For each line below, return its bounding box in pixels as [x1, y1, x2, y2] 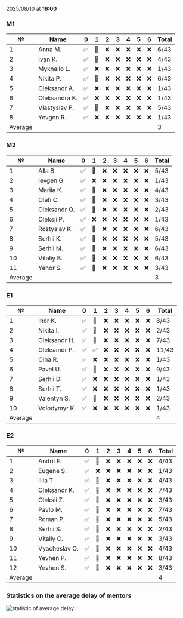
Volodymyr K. [38, 404, 76, 412]
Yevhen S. [38, 564, 67, 572]
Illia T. [38, 476, 55, 485]
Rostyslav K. [38, 225, 73, 233]
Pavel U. [38, 365, 61, 373]
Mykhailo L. [38, 65, 70, 73]
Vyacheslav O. [38, 545, 79, 553]
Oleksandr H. [38, 336, 75, 344]
